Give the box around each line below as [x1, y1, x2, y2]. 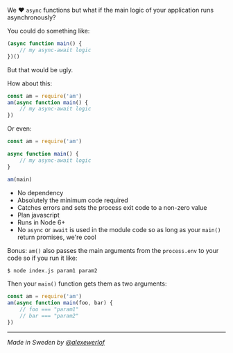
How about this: [7, 79, 53, 88]
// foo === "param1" [19, 306, 79, 313]
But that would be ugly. [7, 65, 74, 74]
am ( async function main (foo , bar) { [7, 299, 113, 306]
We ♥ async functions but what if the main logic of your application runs [7, 6, 214, 14]
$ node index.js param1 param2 [7, 267, 98, 274]
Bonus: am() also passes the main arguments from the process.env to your [7, 246, 219, 254]
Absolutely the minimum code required [17, 196, 128, 204]
